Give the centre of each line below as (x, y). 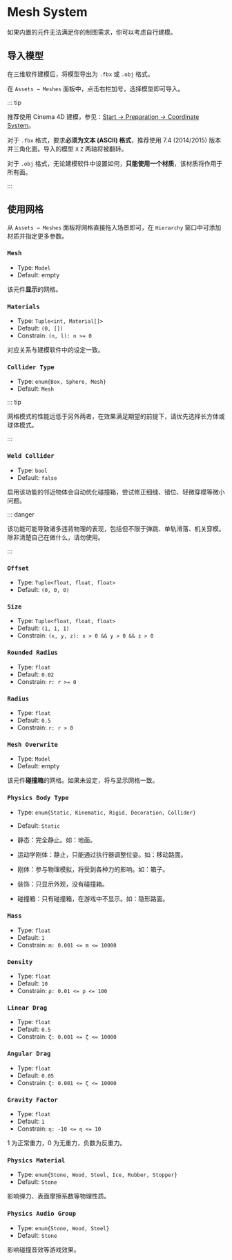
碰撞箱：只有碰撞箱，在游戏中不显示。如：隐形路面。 (93, 898)
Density (20, 962)
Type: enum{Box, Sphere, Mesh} (62, 382)
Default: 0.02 (35, 674)
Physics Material (36, 1160)
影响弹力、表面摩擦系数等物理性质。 (59, 1196)
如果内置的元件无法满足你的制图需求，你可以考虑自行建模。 (92, 32)
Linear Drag (27, 1008)
